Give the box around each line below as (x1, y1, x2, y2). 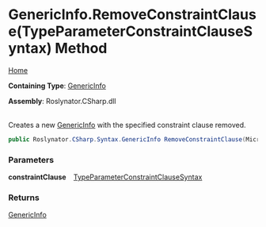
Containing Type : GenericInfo (8, 81, 107, 90)
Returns (8, 192, 40, 203)
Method (55, 40, 108, 57)
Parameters (8, 154, 54, 165)
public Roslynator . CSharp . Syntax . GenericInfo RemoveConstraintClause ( (8, 135, 246, 144)
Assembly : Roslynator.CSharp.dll (8, 96, 116, 106)
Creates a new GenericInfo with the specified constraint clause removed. (8, 120, 246, 129)
